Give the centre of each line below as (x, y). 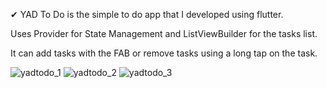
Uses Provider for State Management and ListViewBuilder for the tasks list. (164, 33)
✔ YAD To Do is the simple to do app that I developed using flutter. (147, 14)
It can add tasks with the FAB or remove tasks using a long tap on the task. (164, 53)
